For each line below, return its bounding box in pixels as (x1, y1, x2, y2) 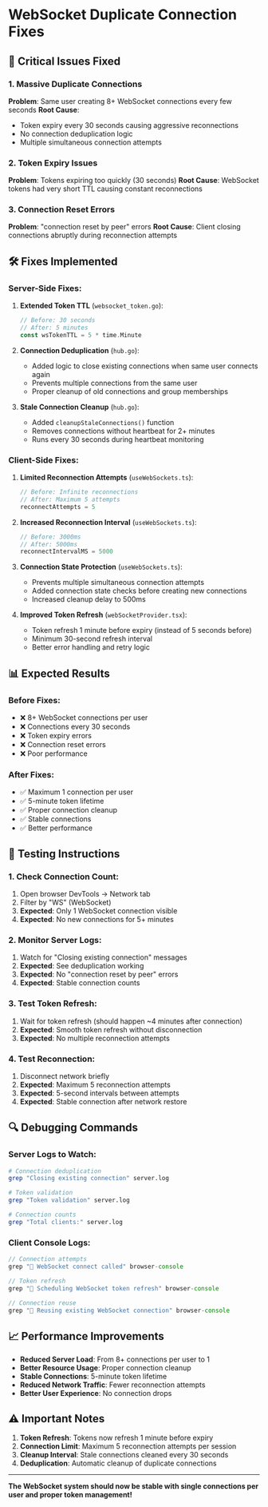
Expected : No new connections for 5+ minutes (19, 915, 174, 924)
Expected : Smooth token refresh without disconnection (19, 1024, 203, 1034)
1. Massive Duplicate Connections (8, 78, 143, 89)
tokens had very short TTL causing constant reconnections (8, 184, 203, 193)
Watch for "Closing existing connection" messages (19, 952, 187, 962)
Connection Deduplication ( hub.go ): (19, 345, 140, 355)
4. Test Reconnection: (8, 1053, 96, 1064)
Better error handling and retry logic (31, 642, 150, 652)
